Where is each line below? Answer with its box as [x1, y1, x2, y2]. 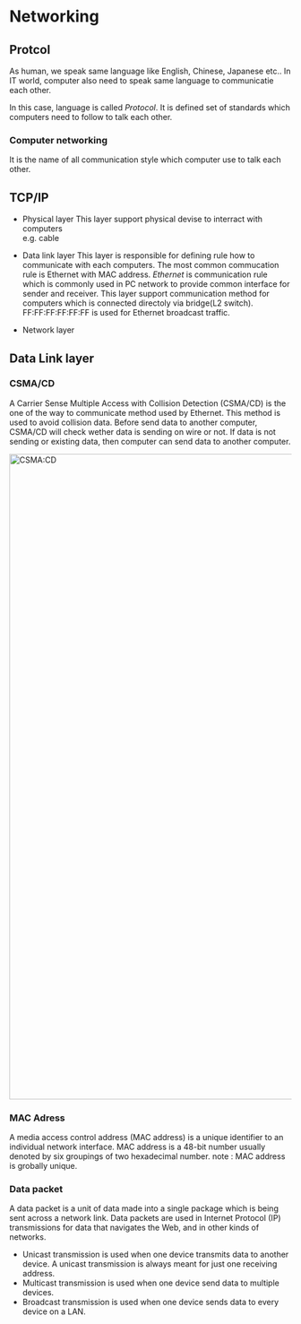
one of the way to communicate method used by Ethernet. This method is [9, 407, 280, 418]
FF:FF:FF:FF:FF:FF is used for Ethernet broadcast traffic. [21, 307, 230, 318]
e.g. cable [21, 233, 60, 244]
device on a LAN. [21, 1306, 87, 1317]
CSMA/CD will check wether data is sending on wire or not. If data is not [9, 426, 276, 437]
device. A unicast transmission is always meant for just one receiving [21, 1259, 278, 1269]
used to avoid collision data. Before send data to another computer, [9, 417, 258, 428]
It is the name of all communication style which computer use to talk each [9, 154, 282, 165]
